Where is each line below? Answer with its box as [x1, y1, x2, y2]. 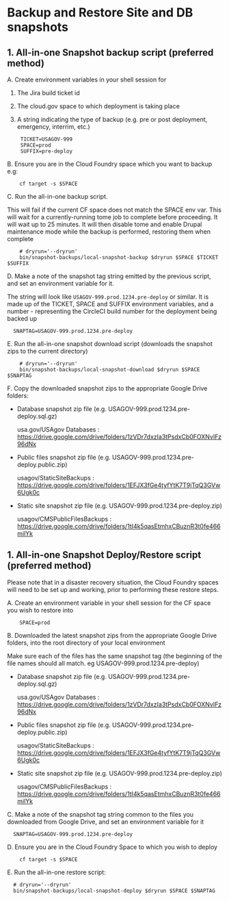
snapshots [7, 19, 69, 35]
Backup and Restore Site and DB [7, 5, 193, 21]
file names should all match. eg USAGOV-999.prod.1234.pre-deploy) [7, 659, 200, 667]
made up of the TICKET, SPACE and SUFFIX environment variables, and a [7, 300, 214, 308]
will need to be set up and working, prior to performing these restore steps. [7, 585, 219, 593]
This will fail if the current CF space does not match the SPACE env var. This [7, 206, 222, 214]
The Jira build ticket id [16, 89, 80, 97]
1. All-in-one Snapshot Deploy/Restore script [7, 550, 202, 561]
